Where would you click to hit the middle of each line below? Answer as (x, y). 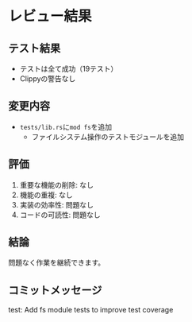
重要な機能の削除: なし (56, 184)
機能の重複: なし (46, 195)
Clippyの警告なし (48, 79)
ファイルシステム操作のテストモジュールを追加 (108, 137)
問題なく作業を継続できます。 (57, 262)
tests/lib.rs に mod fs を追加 (66, 126)
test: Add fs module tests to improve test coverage (91, 310)
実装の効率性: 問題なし (56, 204)
